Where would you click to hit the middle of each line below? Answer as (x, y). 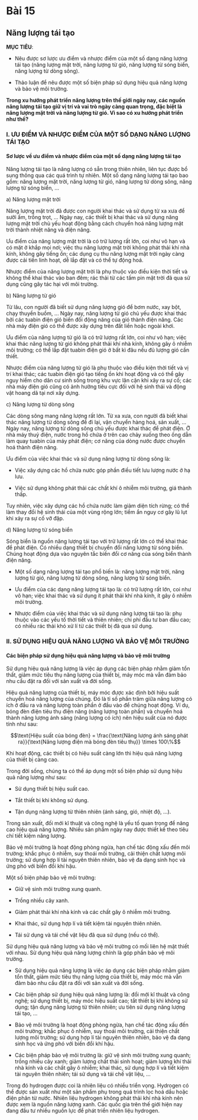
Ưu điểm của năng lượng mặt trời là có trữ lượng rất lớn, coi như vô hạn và (96, 242)
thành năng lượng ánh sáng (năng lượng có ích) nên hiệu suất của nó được (97, 718)
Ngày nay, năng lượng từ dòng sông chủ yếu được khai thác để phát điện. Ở (98, 429)
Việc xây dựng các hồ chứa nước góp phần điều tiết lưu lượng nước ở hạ (103, 470)
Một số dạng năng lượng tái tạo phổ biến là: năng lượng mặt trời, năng (100, 572)
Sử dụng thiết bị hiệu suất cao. (52, 789)
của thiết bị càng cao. (33, 759)
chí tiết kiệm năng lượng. (36, 836)
